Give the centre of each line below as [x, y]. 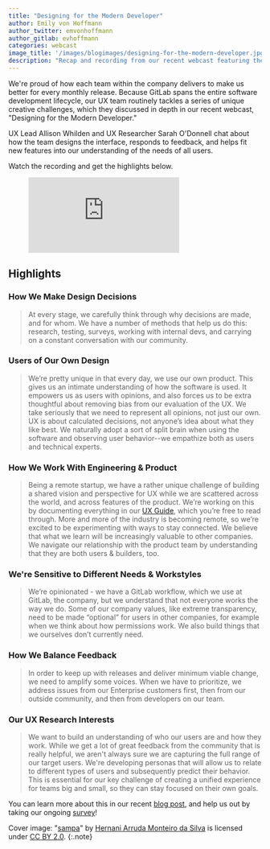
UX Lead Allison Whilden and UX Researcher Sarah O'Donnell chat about [129, 133]
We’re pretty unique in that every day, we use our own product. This [140, 378]
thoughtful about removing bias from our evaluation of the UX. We [137, 404]
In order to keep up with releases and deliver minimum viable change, [143, 673]
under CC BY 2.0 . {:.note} [51, 837]
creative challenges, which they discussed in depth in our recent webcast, [131, 109]
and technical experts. [65, 447]
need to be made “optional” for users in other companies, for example [143, 617]
